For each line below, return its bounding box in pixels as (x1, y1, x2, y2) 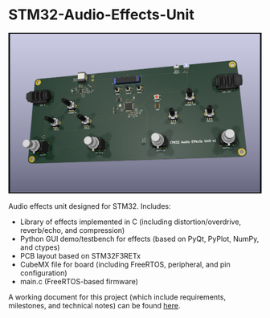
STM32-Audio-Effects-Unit (8, 6, 194, 24)
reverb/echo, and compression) (19, 226, 125, 235)
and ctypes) (19, 243, 60, 252)
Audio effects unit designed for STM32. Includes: (8, 202, 171, 211)
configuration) (19, 268, 67, 278)
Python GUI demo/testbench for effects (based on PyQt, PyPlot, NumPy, (19, 234, 260, 244)
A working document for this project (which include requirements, (8, 292, 227, 302)
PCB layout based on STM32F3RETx (19, 251, 141, 261)
